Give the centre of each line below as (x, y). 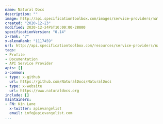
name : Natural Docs (25, 9)
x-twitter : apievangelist (36, 109)
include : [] (17, 95)
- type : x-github (23, 77)
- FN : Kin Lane (20, 104)
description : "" (21, 14)
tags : (10, 50)
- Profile (15, 54)
